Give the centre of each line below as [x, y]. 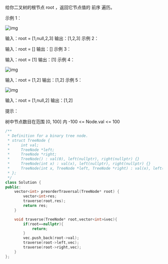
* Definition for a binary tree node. [48, 136]
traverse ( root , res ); [44, 201]
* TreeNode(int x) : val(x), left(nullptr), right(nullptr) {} [79, 164]
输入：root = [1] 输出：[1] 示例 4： [40, 60]
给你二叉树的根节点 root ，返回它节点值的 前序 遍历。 [60, 7]
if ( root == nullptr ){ [43, 224]
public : [13, 187]
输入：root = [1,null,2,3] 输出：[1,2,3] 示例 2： [52, 38]
